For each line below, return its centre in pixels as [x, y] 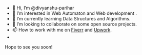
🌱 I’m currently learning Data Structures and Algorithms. [71, 19]
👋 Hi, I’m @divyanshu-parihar [43, 8]
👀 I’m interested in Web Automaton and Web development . [74, 13]
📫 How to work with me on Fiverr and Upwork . [62, 30]
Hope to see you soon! [29, 47]
